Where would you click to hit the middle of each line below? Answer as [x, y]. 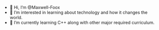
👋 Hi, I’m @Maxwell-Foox [35, 7]
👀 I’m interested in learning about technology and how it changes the [79, 12]
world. [16, 17]
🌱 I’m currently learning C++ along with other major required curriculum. [82, 22]
